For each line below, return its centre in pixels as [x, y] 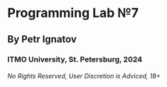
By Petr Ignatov [42, 39]
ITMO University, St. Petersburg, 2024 [75, 59]
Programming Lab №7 [73, 13]
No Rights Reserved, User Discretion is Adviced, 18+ [84, 76]
